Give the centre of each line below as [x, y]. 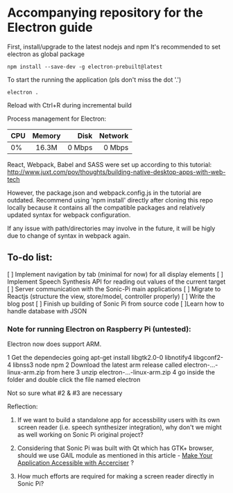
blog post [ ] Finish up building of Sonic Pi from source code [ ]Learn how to [116, 304]
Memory [46, 135]
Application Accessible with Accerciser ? [75, 463]
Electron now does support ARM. [54, 344]
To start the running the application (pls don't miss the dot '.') [94, 79]
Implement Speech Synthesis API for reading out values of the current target [116, 282]
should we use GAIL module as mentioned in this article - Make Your [115, 456]
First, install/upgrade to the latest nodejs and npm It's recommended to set [114, 46]
